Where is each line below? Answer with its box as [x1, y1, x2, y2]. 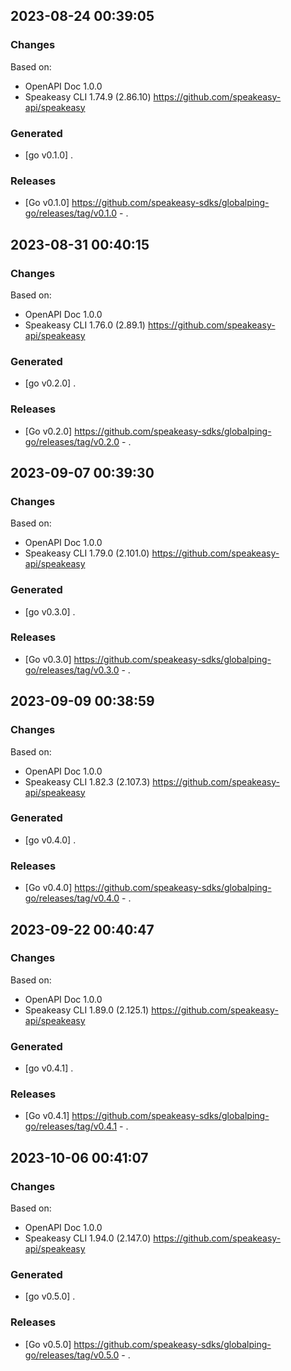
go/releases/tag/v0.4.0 [24, 892, 120, 904]
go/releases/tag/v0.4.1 [24, 1120, 118, 1133]
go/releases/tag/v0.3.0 [24, 664, 120, 676]
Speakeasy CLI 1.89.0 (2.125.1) [24, 1004, 150, 1016]
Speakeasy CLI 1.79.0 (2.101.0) [24, 547, 150, 559]
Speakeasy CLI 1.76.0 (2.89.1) [24, 319, 146, 331]
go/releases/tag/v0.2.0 [24, 435, 120, 448]
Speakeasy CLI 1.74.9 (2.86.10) [24, 90, 152, 103]
